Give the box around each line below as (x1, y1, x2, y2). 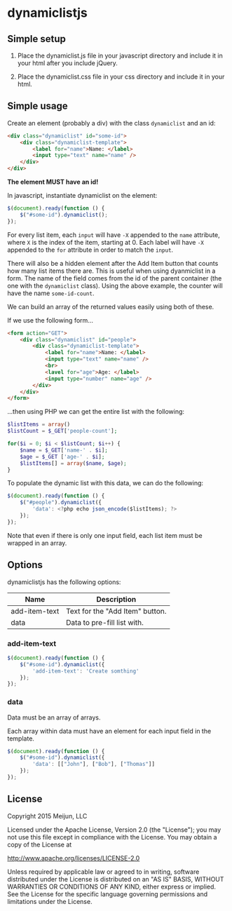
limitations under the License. (7, 897, 93, 905)
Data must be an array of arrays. (7, 713, 101, 722)
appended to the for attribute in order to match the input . (7, 245, 174, 254)
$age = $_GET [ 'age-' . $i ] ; (20, 453, 105, 460)
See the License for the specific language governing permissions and (7, 889, 208, 898)
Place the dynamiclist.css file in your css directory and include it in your (17, 72, 225, 81)
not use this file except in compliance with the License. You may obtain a (7, 832, 217, 841)
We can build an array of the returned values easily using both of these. (7, 302, 214, 311)
